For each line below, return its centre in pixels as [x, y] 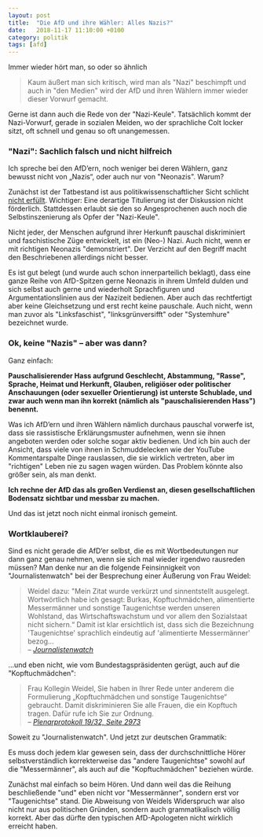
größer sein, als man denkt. [52, 474]
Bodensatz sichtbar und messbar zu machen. [84, 498]
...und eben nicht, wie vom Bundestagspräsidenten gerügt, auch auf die [124, 665]
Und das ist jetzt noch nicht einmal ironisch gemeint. [93, 513]
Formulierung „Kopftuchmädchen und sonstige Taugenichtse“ [127, 697]
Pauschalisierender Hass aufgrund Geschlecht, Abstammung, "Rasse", [127, 375]
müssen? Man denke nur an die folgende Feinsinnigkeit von [104, 568]
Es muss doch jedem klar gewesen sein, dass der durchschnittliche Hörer [127, 753]
